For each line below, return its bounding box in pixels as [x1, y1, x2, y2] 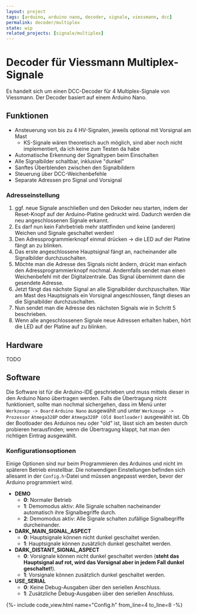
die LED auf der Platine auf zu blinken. [14, 323, 108, 330]
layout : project [6, 8, 46, 15]
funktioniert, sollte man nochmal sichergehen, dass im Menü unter [6, 401, 166, 408]
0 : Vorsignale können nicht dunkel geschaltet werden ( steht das [23, 553, 179, 560]
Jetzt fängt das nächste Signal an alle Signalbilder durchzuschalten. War [14, 286, 191, 293]
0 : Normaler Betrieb [23, 496, 72, 504]
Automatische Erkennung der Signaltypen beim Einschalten [14, 151, 159, 159]
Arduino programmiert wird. [6, 479, 74, 486]
